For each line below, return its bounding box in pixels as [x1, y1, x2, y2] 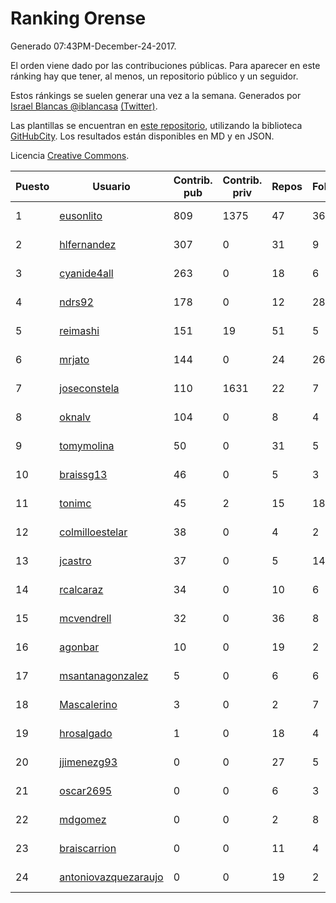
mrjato [59, 352, 90, 366]
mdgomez [59, 812, 107, 826]
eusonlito [59, 208, 103, 222]
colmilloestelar [59, 525, 128, 539]
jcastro [59, 553, 92, 567]
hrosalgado [59, 726, 113, 740]
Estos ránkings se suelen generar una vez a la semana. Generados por [10, 89, 302, 101]
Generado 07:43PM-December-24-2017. [10, 40, 177, 52]
